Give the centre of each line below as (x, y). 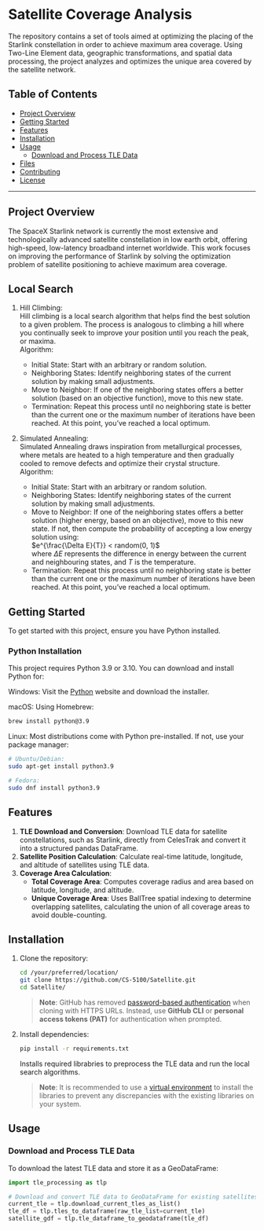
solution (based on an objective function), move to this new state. (137, 398)
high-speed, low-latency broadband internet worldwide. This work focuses (130, 247)
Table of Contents (53, 95)
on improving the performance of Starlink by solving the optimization (119, 256)
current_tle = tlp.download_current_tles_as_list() (94, 1204)
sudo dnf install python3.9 (54, 788)
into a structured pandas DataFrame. (79, 848)
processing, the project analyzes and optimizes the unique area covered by (130, 61)
